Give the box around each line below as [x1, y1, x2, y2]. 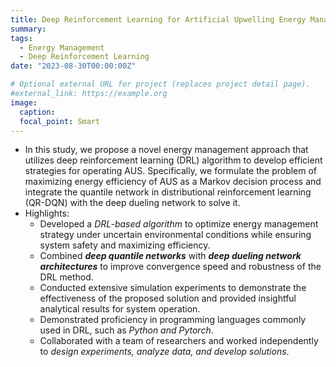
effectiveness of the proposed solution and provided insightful [39, 292, 297, 305]
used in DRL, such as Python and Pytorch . [39, 324, 214, 336]
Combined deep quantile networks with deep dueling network [39, 250, 302, 262]
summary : [10, 24, 47, 34]
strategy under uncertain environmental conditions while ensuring [39, 229, 312, 241]
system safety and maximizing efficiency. [39, 239, 211, 251]
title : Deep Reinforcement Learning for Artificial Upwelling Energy [10, 14, 307, 25]
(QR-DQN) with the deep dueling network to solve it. [24, 197, 241, 209]
